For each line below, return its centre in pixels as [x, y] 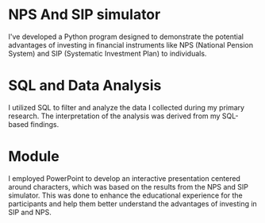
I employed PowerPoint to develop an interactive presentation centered [124, 178]
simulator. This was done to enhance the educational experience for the [126, 195]
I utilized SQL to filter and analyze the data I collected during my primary [126, 107]
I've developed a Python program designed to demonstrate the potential [126, 37]
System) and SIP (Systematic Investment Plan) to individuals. [108, 53]
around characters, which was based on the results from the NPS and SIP [128, 186]
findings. [45, 124]
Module [34, 157]
